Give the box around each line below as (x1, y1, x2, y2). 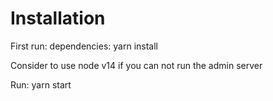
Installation (10, 7, 106, 30)
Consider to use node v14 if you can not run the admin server (10, 59, 263, 71)
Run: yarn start (10, 78, 72, 91)
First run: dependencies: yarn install (10, 40, 158, 52)
